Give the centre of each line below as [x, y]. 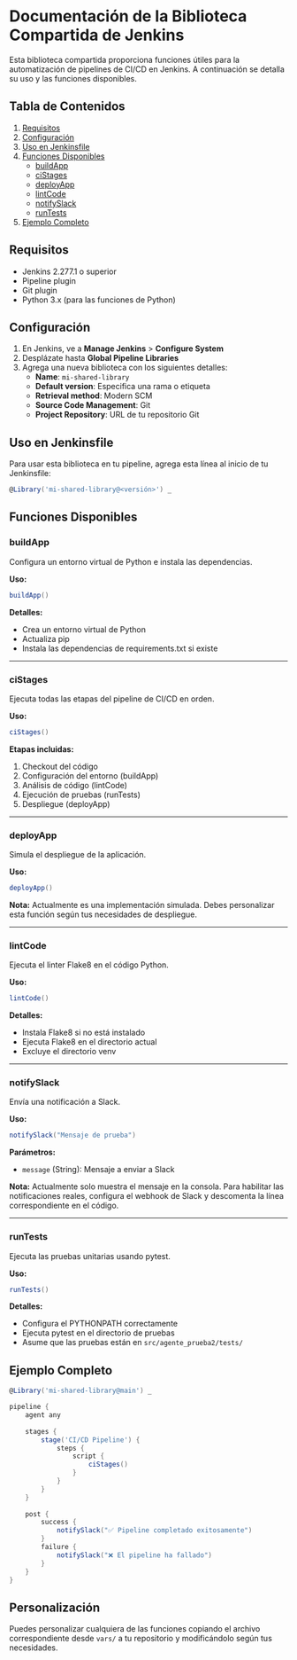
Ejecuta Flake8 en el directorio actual [89, 1042]
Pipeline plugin [49, 280]
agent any [43, 1415]
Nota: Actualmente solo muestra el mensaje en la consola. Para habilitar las [147, 1186]
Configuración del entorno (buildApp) [90, 775]
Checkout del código [60, 766]
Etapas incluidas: [42, 749]
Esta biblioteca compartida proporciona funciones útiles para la [125, 59]
